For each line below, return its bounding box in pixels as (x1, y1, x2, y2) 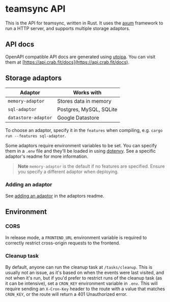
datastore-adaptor (8, 115, 52, 120)
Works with (73, 89, 102, 96)
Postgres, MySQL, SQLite (57, 105, 118, 113)
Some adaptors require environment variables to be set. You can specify (5, 142, 157, 148)
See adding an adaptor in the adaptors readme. (5, 193, 104, 199)
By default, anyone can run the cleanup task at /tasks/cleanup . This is (5, 264, 153, 270)
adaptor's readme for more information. (5, 153, 88, 159)
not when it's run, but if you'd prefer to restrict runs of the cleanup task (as (5, 274, 162, 281)
